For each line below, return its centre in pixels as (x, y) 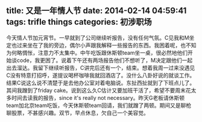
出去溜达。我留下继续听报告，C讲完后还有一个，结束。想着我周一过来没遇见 (101, 67)
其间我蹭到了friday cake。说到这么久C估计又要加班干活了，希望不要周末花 (99, 90)
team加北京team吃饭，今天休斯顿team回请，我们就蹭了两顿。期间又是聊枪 (99, 105)
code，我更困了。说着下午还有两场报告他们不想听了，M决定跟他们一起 (105, 60)
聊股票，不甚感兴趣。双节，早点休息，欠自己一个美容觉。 (77, 112)
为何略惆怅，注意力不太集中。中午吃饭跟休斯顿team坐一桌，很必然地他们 (97, 52)
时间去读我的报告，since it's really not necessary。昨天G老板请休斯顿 (98, 97)
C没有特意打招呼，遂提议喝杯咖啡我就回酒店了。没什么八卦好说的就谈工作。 (101, 75)
